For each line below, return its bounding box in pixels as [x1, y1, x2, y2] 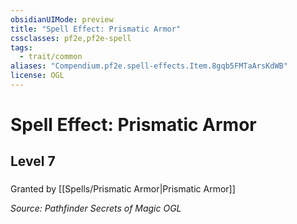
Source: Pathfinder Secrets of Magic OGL [10, 202, 182, 215]
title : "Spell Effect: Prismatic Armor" [10, 24, 182, 34]
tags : [10, 42, 33, 53]
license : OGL [10, 71, 65, 81]
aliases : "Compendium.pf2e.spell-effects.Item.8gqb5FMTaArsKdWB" [10, 61, 288, 71]
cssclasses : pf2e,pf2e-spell [10, 33, 132, 43]
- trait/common [19, 52, 83, 62]
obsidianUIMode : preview [10, 14, 114, 25]
